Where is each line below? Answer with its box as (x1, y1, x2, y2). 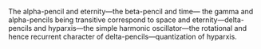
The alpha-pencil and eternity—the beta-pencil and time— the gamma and (8, 7, 254, 16)
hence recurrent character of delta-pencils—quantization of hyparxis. (8, 32, 237, 41)
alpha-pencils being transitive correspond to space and (8, 15, 191, 24)
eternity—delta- (192, 15, 245, 24)
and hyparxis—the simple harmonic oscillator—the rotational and (34, 24, 247, 32)
